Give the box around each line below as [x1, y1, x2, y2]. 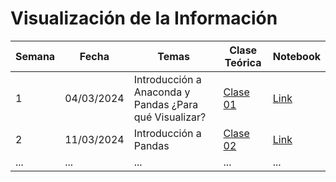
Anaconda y [133, 85, 191, 99]
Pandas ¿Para [133, 97, 199, 111]
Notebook [272, 49, 321, 63]
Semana [15, 49, 56, 63]
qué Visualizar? [133, 110, 207, 124]
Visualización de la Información [10, 7, 278, 30]
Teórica [224, 55, 262, 69]
